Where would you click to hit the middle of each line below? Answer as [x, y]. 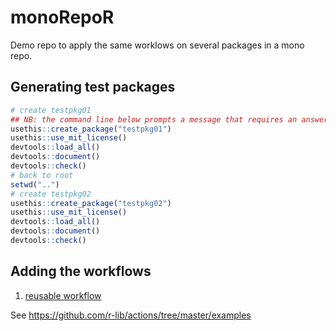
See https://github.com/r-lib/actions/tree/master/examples [131, 315]
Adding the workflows [81, 271]
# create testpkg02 [51, 194]
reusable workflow [63, 295]
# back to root [42, 175]
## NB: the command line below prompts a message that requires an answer [169, 119]
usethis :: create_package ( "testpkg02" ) [91, 203]
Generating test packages [93, 87]
